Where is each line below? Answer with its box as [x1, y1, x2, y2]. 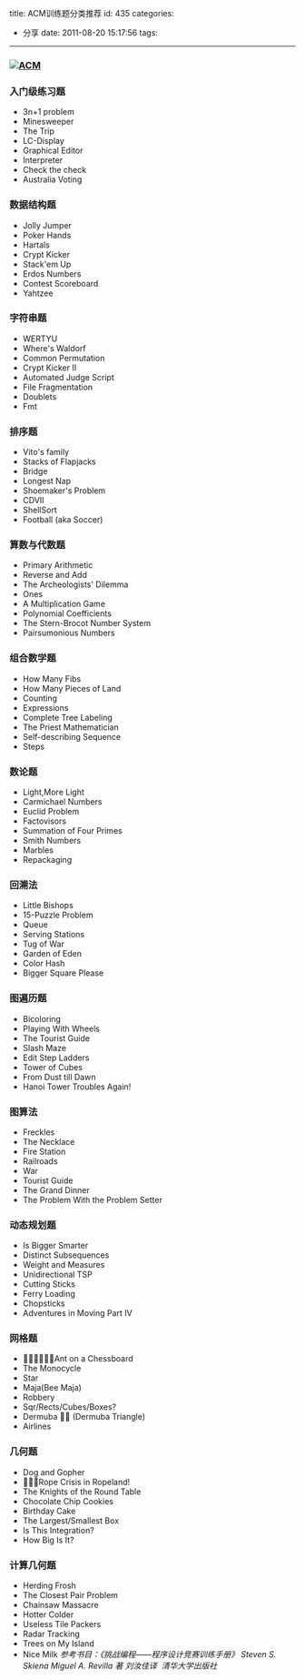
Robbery [22, 1392, 55, 1403]
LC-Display [22, 136, 65, 147]
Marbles [22, 845, 54, 855]
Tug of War [22, 938, 65, 949]
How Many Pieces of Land [22, 683, 122, 693]
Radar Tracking [22, 1628, 80, 1640]
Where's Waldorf [22, 342, 86, 353]
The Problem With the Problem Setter [22, 1194, 163, 1205]
